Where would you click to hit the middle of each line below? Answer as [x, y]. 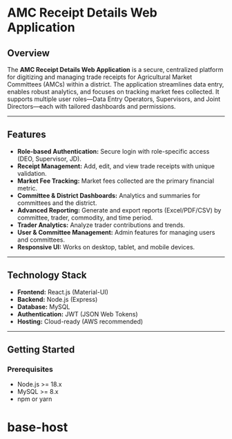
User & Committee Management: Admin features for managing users [116, 232]
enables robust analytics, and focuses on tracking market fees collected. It [113, 92]
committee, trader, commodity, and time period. [85, 217]
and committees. [41, 240]
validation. [32, 173]
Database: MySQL [43, 307]
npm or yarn [35, 399]
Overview [29, 53]
